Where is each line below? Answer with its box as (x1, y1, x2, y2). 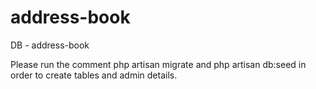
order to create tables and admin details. (10, 69, 178, 81)
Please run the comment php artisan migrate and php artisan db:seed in (10, 58, 307, 70)
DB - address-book (10, 39, 90, 51)
